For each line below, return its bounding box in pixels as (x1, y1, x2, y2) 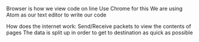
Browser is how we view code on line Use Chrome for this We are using (6, 5, 183, 12)
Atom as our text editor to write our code (6, 11, 107, 18)
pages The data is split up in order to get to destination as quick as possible (6, 29, 193, 36)
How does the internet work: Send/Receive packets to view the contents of (6, 23, 192, 30)
